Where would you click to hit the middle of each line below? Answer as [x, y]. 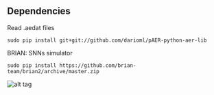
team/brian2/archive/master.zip [53, 71]
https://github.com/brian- [98, 65]
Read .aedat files [31, 27]
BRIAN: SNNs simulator [40, 53]
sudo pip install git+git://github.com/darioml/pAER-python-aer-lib [107, 40]
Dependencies [39, 11]
